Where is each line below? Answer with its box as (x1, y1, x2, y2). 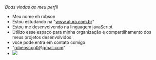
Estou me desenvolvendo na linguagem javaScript (12, 24, 113, 30)
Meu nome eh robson (12, 14, 56, 19)
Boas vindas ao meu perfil (5, 4, 58, 10)
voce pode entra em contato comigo (12, 40, 85, 45)
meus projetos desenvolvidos (12, 34, 72, 40)
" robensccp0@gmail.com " (12, 45, 66, 50)
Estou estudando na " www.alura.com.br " (12, 19, 95, 24)
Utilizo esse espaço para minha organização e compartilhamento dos (12, 29, 152, 35)
